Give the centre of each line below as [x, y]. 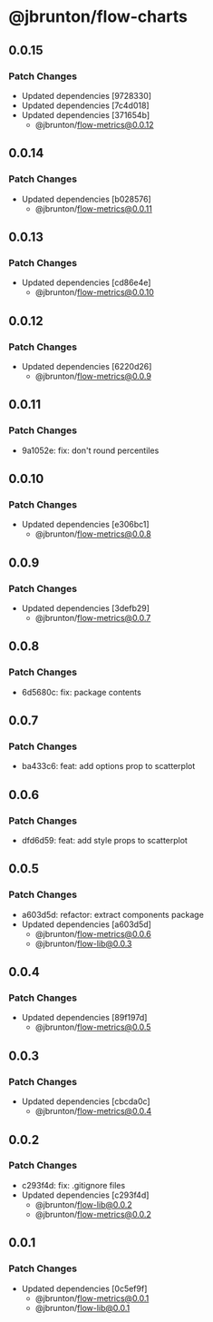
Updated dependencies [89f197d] [84, 1018]
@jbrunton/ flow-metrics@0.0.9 [93, 376]
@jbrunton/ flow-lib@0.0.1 [82, 1307]
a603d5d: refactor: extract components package [113, 914]
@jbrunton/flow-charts [98, 17]
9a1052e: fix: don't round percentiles [90, 450]
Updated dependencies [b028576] [86, 199]
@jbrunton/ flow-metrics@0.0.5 [93, 1027]
